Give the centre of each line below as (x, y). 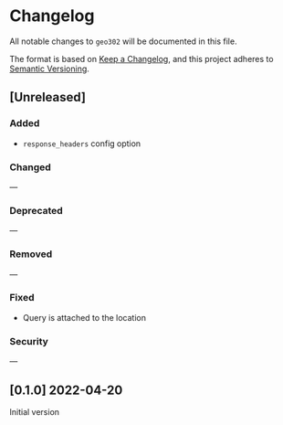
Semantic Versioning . (49, 69)
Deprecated (37, 210)
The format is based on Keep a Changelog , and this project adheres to (141, 58)
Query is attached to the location (84, 317)
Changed (31, 167)
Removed (31, 254)
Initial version (35, 411)
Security (29, 341)
